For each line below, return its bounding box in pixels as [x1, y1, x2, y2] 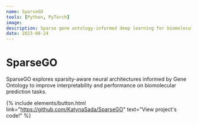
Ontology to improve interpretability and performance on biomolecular [6, 82, 177, 89]
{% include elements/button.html [6, 100, 87, 107]
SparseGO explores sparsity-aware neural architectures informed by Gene [6, 76, 187, 83]
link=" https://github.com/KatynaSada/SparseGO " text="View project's [6, 106, 177, 113]
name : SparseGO [6, 8, 44, 15]
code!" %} [6, 112, 31, 119]
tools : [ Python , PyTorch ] [6, 14, 70, 20]
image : [6, 19, 22, 25]
